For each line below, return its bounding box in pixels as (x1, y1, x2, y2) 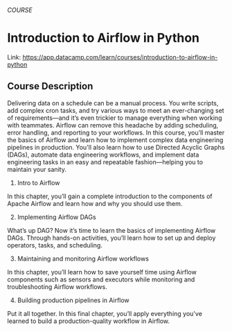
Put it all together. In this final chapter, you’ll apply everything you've (7, 309, 203, 317)
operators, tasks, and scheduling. (7, 241, 102, 249)
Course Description (7, 80, 93, 92)
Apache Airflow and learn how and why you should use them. (7, 199, 183, 207)
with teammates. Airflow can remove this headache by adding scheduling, (7, 121, 219, 129)
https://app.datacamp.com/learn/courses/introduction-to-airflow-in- (22, 53, 218, 61)
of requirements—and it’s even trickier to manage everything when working (7, 114, 222, 122)
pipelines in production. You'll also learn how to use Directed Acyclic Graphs (7, 143, 225, 151)
